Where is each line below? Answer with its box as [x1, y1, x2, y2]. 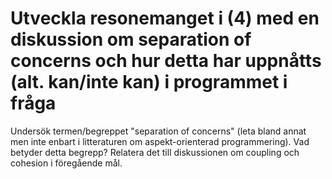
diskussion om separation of [10, 28, 252, 51]
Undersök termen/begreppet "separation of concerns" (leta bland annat [10, 125, 307, 137]
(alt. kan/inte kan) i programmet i [10, 71, 288, 94]
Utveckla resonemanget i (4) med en [10, 7, 320, 30]
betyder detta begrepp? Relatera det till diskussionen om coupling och [10, 146, 300, 158]
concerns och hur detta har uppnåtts [10, 50, 322, 72]
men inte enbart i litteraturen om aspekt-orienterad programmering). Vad [10, 135, 310, 147]
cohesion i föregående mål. [10, 157, 123, 169]
